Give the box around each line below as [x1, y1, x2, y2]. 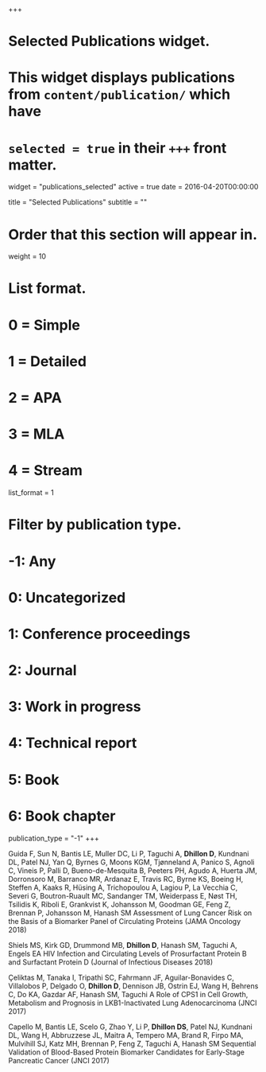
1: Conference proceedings [8, 625, 191, 643]
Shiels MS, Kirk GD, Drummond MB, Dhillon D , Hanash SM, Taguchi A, [8, 940, 237, 949]
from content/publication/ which [8, 85, 231, 103]
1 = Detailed [8, 352, 87, 370]
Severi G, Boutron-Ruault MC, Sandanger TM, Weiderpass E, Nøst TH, [8, 891, 238, 900]
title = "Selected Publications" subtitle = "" [8, 197, 148, 207]
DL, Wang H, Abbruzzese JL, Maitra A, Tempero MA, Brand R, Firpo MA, [8, 1030, 244, 1039]
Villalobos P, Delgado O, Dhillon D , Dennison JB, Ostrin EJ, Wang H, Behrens [8, 980, 259, 991]
